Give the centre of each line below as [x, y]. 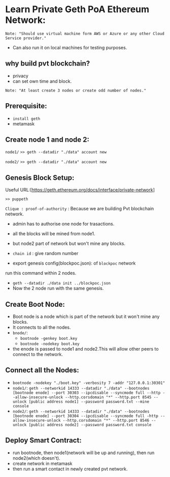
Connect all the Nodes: [42, 370]
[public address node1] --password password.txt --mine [89, 402]
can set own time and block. [42, 81]
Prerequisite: [26, 106]
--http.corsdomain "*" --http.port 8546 [106, 420]
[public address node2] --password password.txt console [90, 425]
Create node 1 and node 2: [47, 139]
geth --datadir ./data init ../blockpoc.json [61, 283]
